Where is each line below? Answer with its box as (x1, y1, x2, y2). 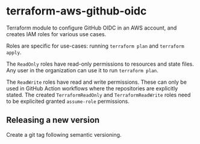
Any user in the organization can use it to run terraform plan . (6, 66, 158, 74)
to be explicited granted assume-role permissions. (6, 98, 130, 105)
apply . (6, 48, 22, 55)
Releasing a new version (6, 115, 100, 125)
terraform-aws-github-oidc (6, 4, 147, 18)
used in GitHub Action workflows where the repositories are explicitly (6, 84, 178, 92)
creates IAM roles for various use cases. (6, 30, 107, 37)
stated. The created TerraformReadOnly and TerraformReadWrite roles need (6, 91, 191, 98)
